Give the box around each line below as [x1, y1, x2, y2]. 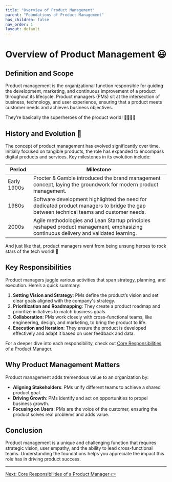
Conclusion [5, 426, 43, 435]
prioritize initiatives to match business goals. [12, 308, 107, 314]
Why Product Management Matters [5, 360, 120, 369]
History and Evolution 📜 [5, 129, 82, 138]
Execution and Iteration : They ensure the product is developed [12, 325, 146, 331]
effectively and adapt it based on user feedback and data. [12, 330, 135, 336]
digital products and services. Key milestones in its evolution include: [5, 153, 151, 159]
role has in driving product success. [5, 456, 81, 462]
